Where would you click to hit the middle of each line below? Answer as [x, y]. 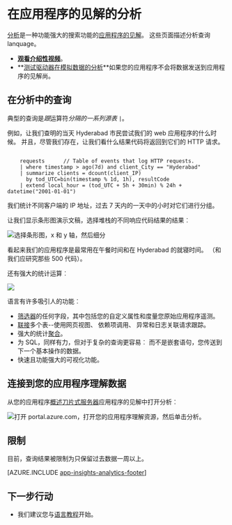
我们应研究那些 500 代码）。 [47, 258]
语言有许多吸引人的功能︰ [44, 301]
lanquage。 [24, 43]
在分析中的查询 [39, 100]
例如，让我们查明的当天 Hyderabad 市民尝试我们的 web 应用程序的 [103, 132]
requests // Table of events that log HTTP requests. [107, 161]
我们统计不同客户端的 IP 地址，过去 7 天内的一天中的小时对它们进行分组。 [113, 205]
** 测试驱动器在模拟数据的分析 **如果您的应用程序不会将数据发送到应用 [118, 67]
